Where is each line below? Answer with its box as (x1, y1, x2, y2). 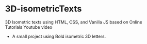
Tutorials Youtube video (5, 24, 52, 30)
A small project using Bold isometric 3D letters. (12, 33, 106, 39)
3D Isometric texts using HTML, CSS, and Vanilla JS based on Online (5, 19, 142, 25)
